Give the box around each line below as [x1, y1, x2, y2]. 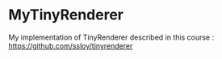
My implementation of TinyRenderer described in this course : [8, 32, 215, 42]
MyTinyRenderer [8, 6, 124, 24]
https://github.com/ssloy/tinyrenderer [8, 40, 133, 50]
